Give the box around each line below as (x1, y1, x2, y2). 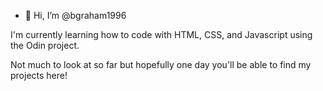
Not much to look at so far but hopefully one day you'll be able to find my (10, 59, 312, 70)
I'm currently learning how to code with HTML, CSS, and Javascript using (10, 29, 313, 40)
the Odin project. (10, 40, 80, 51)
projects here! (10, 70, 68, 81)
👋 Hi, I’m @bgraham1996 (24, 10, 127, 21)
